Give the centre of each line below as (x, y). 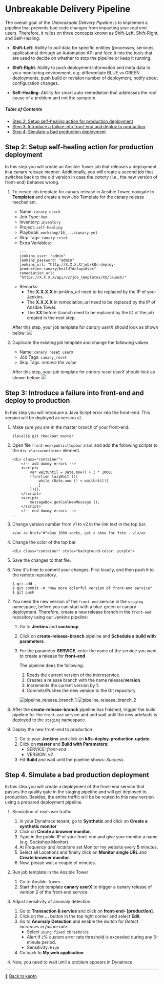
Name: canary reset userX (46, 352)
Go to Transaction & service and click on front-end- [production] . (87, 911)
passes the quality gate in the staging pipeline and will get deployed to (76, 792)
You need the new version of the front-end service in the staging (78, 601)
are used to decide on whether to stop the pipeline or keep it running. (82, 58)
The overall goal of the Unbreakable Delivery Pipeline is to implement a (76, 23)
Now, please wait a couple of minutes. (58, 863)
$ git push (23, 592)
